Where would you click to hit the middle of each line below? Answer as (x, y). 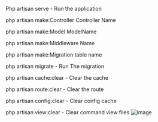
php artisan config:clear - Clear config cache (61, 101)
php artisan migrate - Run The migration (55, 66)
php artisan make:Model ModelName (51, 32)
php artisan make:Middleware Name (50, 43)
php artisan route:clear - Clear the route (55, 89)
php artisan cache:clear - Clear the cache (57, 78)
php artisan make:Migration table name (54, 55)
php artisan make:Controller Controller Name (61, 20)
